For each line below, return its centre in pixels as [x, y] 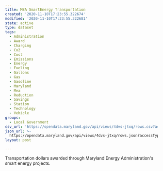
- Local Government [29, 122]
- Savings [19, 100]
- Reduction [22, 95]
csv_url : [14, 126]
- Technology [23, 109]
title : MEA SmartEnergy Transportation [45, 9]
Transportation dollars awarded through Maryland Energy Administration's [79, 158]
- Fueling [19, 68]
